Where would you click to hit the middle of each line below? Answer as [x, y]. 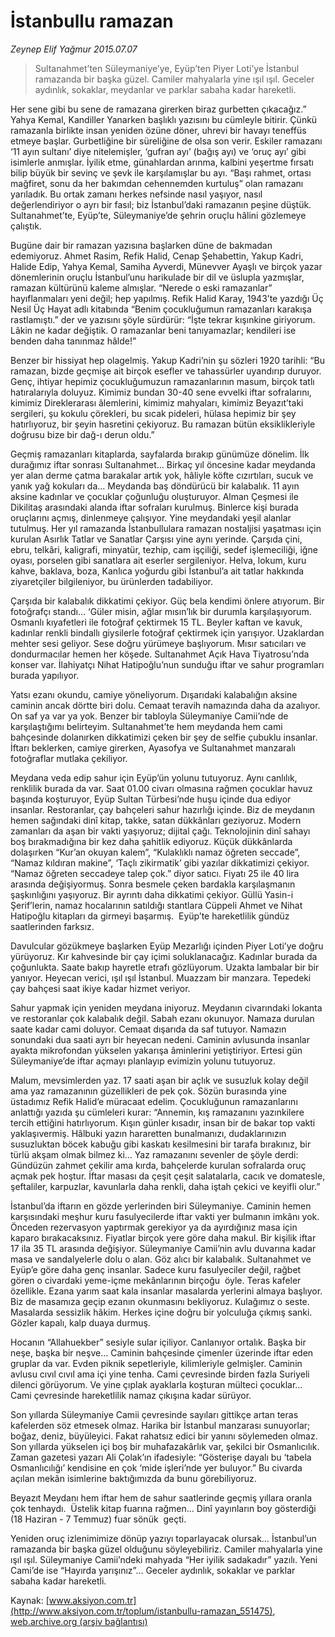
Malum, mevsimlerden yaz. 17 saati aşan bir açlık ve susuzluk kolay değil [159, 1080]
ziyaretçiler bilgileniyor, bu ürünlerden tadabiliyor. [112, 581]
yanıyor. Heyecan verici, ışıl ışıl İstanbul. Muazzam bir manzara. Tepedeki [161, 977]
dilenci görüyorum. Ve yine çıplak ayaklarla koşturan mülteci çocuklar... [156, 1384]
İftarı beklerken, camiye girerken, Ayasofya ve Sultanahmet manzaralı [153, 747]
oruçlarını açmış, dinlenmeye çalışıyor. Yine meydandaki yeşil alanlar [151, 517]
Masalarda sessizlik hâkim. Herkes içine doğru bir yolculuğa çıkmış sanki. [161, 1312]
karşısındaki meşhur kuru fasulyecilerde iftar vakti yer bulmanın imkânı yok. [165, 1216]
